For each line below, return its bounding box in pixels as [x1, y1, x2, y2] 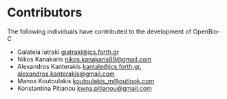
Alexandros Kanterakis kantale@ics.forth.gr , [17, 62, 142, 70]
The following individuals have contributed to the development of [7, 27, 192, 36]
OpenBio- [193, 27, 221, 36]
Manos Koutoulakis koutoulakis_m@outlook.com [17, 76, 155, 85]
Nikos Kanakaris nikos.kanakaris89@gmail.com [17, 55, 152, 63]
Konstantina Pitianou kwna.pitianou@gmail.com [17, 84, 153, 92]
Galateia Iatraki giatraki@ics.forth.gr [17, 48, 119, 56]
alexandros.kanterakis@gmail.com [17, 70, 115, 78]
